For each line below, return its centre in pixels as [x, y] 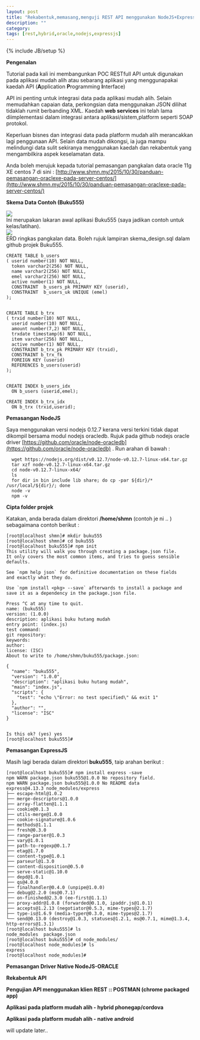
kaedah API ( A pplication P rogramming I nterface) [66, 86]
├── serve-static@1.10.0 [37, 872]
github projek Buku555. [35, 245]
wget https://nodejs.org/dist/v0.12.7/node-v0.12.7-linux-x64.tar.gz [99, 460]
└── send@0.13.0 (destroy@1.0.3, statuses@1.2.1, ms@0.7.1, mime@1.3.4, [98, 919]
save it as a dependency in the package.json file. [71, 594]
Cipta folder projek [30, 507]
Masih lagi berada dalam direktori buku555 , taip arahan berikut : [85, 762]
